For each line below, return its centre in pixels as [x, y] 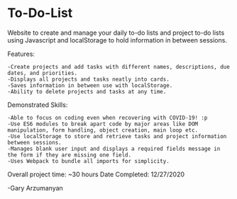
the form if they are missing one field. [70, 155]
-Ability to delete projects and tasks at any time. [87, 91]
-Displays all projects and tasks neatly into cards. [89, 79]
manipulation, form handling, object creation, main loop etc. [103, 130]
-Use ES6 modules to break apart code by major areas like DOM [103, 124]
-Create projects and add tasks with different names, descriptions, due [119, 67]
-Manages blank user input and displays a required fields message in [114, 149]
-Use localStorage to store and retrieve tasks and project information [117, 136]
